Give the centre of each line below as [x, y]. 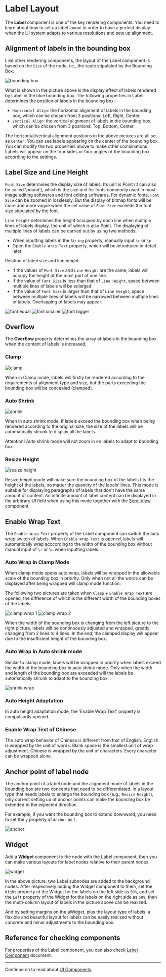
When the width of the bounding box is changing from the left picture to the [82, 623]
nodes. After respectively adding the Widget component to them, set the [79, 886]
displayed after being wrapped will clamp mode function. [63, 583]
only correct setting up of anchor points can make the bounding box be [78, 800]
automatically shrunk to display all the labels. [51, 431]
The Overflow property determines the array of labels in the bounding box [81, 339]
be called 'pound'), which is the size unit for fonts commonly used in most [80, 189]
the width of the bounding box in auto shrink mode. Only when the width [79, 668]
